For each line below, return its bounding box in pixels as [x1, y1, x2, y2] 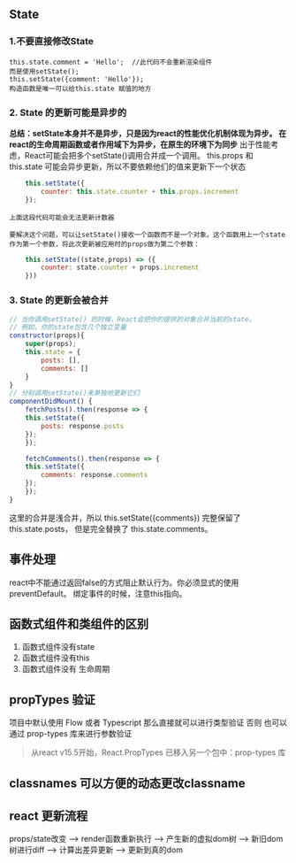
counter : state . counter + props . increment [41, 263, 200, 273]
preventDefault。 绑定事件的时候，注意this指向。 [9, 588, 187, 598]
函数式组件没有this [21, 652, 90, 663]
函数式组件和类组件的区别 [9, 616, 148, 631]
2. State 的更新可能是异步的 [9, 106, 127, 119]
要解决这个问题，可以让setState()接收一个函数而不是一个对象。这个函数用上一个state [9, 230, 285, 239]
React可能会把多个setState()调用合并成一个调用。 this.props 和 [24, 150, 254, 160]
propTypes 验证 [9, 692, 95, 707]
